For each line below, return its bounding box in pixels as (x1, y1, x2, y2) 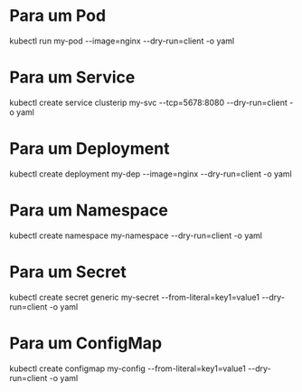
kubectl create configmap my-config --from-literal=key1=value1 (9, 363, 246, 374)
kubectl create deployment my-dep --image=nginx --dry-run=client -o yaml (9, 168, 292, 179)
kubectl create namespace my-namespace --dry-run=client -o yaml (9, 230, 262, 241)
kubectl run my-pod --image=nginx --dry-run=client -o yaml (9, 35, 235, 46)
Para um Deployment (9, 139, 170, 159)
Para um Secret (9, 262, 127, 282)
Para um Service (9, 67, 136, 88)
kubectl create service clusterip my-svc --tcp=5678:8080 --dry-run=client (9, 97, 288, 108)
